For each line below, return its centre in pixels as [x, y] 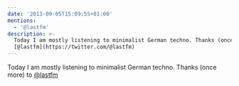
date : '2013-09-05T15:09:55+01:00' [60, 14]
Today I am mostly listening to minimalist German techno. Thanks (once [112, 67]
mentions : [22, 21]
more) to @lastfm [33, 75]
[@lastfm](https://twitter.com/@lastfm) [74, 47]
